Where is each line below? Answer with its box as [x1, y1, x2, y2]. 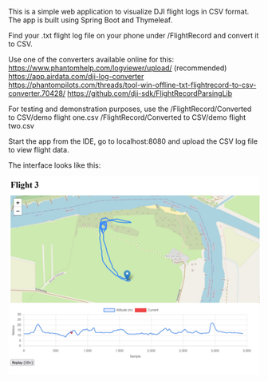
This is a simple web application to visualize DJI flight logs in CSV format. [8, 7, 250, 16]
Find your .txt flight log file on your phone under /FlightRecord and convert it [8, 31, 259, 40]
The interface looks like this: [8, 161, 101, 170]
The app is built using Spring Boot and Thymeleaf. [8, 15, 173, 25]
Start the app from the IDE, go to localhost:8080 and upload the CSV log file [8, 137, 258, 146]
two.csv [8, 121, 34, 130]
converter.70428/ [8, 89, 66, 98]
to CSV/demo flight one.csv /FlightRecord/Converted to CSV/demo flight [8, 113, 246, 122]
